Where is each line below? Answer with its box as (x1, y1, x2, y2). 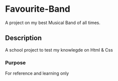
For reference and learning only (5, 70, 69, 77)
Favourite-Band (5, 3, 70, 15)
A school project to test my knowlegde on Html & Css (5, 47, 113, 53)
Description (5, 34, 42, 42)
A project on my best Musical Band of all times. (5, 20, 101, 26)
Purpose (5, 59, 26, 66)
